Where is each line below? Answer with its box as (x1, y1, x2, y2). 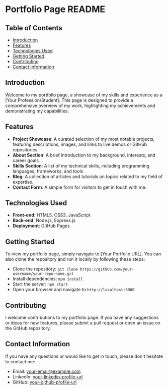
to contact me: (5, 358, 35, 364)
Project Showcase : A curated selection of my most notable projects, (12, 136, 155, 142)
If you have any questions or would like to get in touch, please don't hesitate (5, 353, 163, 359)
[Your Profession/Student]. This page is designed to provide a (5, 97, 133, 103)
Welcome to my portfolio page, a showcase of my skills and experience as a (5, 92, 162, 98)
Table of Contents (5, 24, 63, 32)
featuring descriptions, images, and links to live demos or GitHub (12, 141, 147, 147)
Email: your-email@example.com (12, 368, 81, 374)
